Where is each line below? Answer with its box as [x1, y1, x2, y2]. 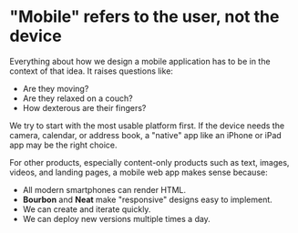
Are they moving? [22, 83, 89, 94]
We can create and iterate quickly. [22, 203, 151, 215]
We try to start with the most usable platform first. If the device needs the [9, 120, 285, 131]
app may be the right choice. [9, 139, 118, 150]
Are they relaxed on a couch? [22, 93, 134, 104]
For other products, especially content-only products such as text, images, [9, 157, 290, 167]
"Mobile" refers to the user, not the [9, 6, 280, 27]
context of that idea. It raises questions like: [9, 66, 173, 76]
